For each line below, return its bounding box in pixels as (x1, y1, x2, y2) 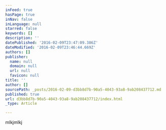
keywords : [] (5, 31, 33, 36)
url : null (10, 69, 30, 74)
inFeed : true (5, 7, 33, 13)
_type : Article (5, 101, 37, 106)
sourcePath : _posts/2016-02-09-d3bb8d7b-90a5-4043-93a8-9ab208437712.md (5, 87, 161, 92)
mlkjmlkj (5, 119, 23, 125)
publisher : (5, 54, 28, 59)
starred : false (5, 26, 37, 31)
